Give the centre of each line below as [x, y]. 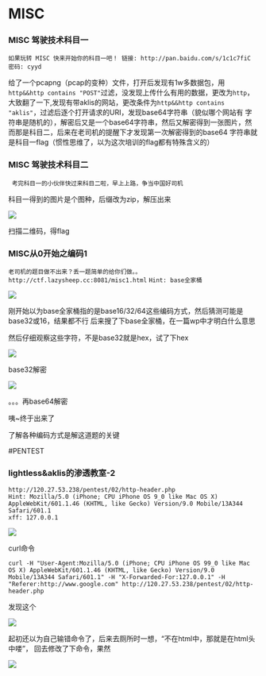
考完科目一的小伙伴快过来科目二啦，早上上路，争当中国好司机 [98, 183]
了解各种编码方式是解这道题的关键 [64, 435]
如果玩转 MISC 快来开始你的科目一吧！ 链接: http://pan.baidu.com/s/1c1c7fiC [130, 59]
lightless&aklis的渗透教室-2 [62, 473]
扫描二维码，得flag [39, 230]
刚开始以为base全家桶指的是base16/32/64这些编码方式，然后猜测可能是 [126, 311]
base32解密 [28, 369]
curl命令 [22, 548]
